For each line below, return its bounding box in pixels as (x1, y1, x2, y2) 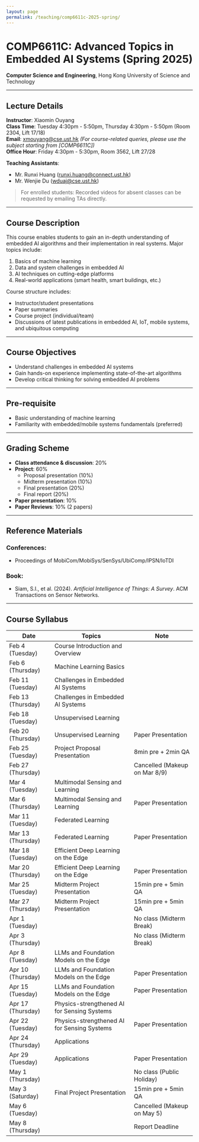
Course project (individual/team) (14, 312, 94, 319)
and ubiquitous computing (14, 325, 79, 332)
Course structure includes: (6, 288, 71, 295)
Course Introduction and (54, 642, 123, 650)
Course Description (6, 217, 80, 228)
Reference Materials (6, 526, 83, 536)
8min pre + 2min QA (133, 748, 190, 756)
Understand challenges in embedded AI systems (14, 363, 134, 370)
